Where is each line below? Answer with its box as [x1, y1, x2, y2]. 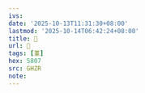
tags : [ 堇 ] [8, 49, 45, 57]
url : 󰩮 [8, 42, 31, 50]
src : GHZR [8, 65, 42, 73]
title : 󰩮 [8, 34, 38, 43]
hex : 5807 [8, 57, 42, 66]
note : [8, 72, 27, 80]
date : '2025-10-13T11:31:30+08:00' [8, 19, 129, 27]
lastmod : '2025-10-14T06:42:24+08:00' [8, 27, 139, 35]
